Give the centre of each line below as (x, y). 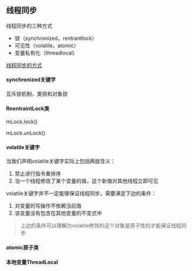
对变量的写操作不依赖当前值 (48, 206)
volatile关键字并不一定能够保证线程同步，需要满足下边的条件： (81, 193)
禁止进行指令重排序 (38, 174)
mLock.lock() (22, 122)
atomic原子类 (23, 248)
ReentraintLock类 (28, 108)
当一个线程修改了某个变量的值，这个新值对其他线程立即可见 (86, 181)
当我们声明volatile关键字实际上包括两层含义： (61, 161)
